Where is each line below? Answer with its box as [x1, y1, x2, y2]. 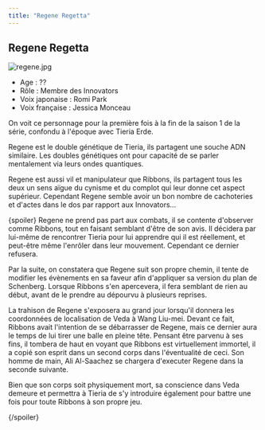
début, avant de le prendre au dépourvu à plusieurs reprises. [8, 290, 208, 299]
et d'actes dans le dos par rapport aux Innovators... [8, 200, 177, 209]
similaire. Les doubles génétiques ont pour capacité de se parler [8, 150, 220, 160]
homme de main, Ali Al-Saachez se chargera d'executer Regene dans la [8, 356, 244, 366]
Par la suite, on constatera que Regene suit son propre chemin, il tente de [8, 264, 249, 275]
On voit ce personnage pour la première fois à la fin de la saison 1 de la [8, 119, 240, 128]
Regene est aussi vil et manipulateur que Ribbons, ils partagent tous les [8, 174, 243, 184]
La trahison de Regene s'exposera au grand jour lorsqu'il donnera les [8, 306, 235, 315]
